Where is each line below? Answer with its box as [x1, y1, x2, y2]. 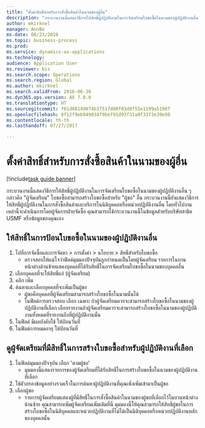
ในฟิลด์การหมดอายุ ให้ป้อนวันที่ [15, 325, 78, 332]
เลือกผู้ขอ [15, 386, 34, 394]
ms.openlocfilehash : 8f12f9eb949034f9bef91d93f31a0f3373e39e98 [6, 111, 171, 118]
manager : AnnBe [6, 26, 45, 32]
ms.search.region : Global [6, 77, 72, 83]
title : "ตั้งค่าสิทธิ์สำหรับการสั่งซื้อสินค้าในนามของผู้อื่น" [6, 9, 108, 15]
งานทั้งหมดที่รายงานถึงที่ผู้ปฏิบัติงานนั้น [24, 310, 101, 318]
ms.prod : [6, 43, 29, 50]
